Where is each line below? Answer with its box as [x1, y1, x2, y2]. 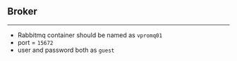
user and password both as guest [17, 46, 115, 54]
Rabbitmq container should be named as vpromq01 [17, 31, 163, 39]
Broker [7, 6, 37, 18]
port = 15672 [17, 38, 54, 46]
